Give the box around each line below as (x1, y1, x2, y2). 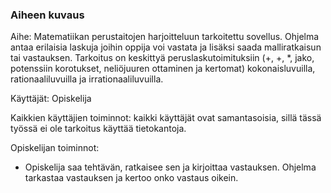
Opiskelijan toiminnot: (10, 142, 100, 154)
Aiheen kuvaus (10, 8, 85, 22)
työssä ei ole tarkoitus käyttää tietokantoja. (10, 123, 187, 135)
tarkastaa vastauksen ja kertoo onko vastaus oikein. (24, 172, 239, 184)
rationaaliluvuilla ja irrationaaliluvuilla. (10, 73, 164, 85)
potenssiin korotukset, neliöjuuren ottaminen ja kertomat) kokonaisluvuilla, (10, 63, 316, 75)
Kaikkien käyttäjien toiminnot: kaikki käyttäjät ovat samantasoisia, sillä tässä (10, 112, 322, 124)
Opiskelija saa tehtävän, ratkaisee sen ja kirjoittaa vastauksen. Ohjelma (24, 161, 317, 173)
